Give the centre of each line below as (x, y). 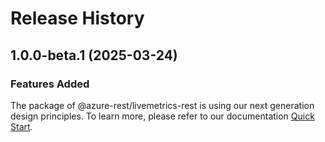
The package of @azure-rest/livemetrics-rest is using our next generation (162, 105)
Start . (21, 126)
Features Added (50, 84)
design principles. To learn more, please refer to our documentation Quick (162, 116)
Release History (77, 18)
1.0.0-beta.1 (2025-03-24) (94, 55)
